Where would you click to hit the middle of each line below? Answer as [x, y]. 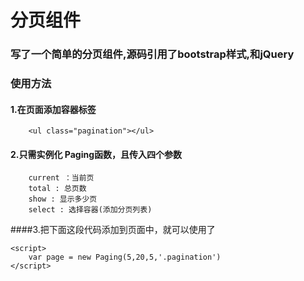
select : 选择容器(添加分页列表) [90, 210]
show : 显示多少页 [63, 199]
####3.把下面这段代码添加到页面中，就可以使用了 [113, 230]
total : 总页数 [57, 189]
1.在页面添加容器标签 [53, 109]
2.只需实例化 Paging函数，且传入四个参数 [96, 154]
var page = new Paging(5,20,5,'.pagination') [125, 257]
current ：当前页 [61, 178]
